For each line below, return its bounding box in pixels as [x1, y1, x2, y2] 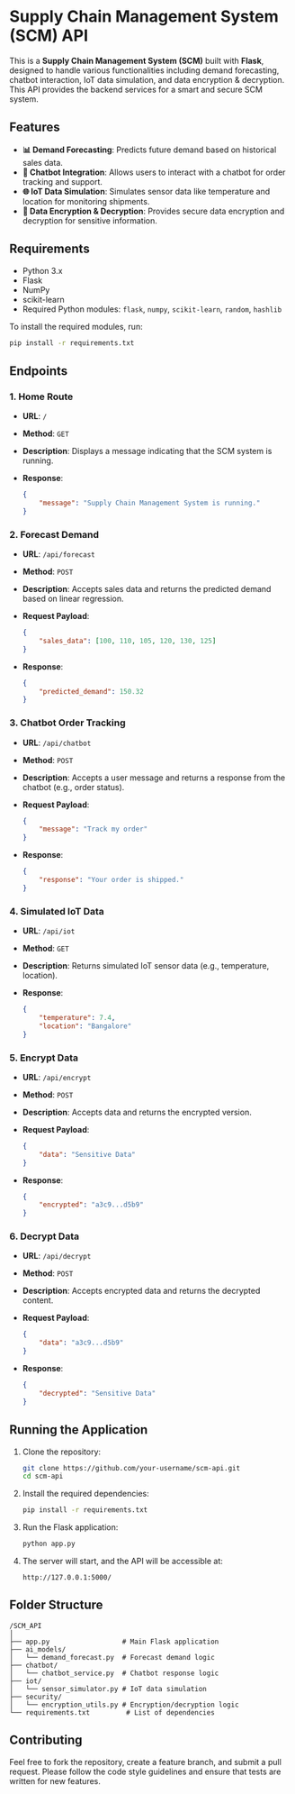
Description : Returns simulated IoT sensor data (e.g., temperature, [22, 961, 270, 971]
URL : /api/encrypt [22, 1071, 92, 1082]
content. [22, 1295, 54, 1306]
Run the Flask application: [22, 1522, 119, 1533]
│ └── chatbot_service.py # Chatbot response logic [9, 1669, 219, 1678]
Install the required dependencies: [22, 1489, 150, 1499]
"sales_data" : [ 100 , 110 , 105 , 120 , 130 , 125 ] [39, 636, 217, 645]
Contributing [9, 1733, 83, 1748]
